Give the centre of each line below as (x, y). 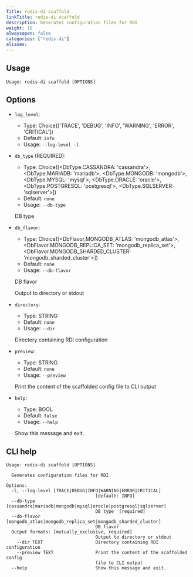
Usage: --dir (39, 328)
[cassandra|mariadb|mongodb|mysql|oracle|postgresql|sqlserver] (86, 506)
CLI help (21, 451)
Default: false (40, 415)
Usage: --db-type (45, 204)
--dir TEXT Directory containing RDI (88, 542)
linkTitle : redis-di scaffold (43, 17)
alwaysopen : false (28, 34)
